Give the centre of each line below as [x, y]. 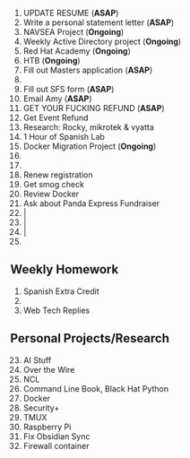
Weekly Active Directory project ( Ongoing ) [102, 41]
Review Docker [51, 194]
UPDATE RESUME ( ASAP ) [71, 13]
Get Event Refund [56, 117]
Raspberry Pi [47, 427]
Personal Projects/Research [90, 338]
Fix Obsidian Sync [56, 436]
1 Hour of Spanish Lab [64, 137]
